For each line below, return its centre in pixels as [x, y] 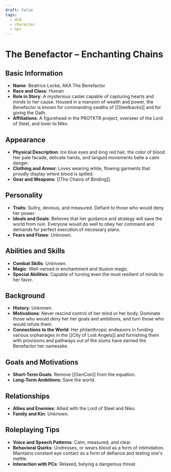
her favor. [23, 280]
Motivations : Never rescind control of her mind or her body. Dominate [87, 313]
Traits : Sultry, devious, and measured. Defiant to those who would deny [88, 207]
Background [25, 296]
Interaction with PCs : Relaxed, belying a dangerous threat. [75, 464]
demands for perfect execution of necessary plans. [67, 229]
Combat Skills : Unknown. [40, 263]
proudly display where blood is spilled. [53, 174]
